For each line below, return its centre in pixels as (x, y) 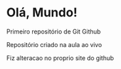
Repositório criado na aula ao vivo (54, 44)
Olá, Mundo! (42, 13)
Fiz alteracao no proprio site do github (60, 58)
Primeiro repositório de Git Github (54, 31)
